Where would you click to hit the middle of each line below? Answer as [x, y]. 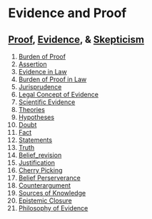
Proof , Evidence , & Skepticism [76, 40]
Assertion [32, 64]
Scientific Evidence [47, 102]
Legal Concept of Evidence [59, 95]
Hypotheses [36, 117]
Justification [37, 163]
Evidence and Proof [67, 13]
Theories [32, 109]
